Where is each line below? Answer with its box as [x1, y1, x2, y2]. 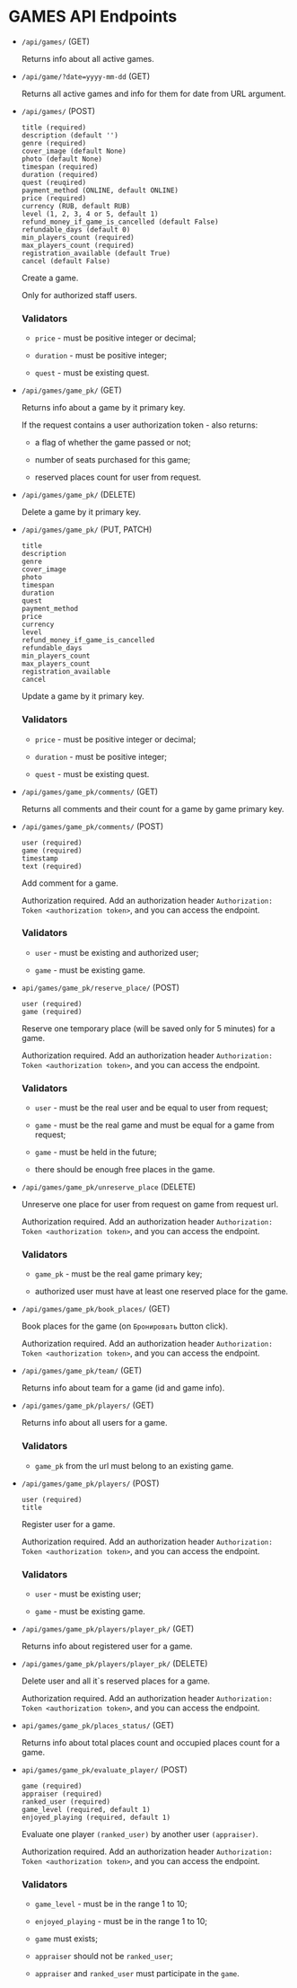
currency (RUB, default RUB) [21, 201, 131, 210]
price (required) [21, 193, 87, 203]
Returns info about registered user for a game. [21, 1641, 194, 1652]
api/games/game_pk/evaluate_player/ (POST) [21, 1764, 188, 1775]
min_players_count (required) [21, 233, 135, 242]
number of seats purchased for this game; [34, 455, 191, 465]
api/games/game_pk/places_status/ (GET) [21, 1720, 174, 1731]
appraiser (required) [21, 1789, 102, 1798]
